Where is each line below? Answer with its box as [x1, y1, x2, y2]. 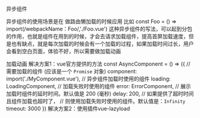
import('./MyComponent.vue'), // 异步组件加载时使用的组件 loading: [6, 75, 171, 82]
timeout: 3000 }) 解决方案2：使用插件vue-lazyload [6, 105, 130, 112]
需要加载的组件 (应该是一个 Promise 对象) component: [6, 68, 137, 74]
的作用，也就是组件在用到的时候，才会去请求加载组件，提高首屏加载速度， [6, 33, 189, 40]
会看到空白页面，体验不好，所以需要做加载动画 [6, 48, 121, 55]
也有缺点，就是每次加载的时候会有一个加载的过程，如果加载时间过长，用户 [11, 41, 194, 47]
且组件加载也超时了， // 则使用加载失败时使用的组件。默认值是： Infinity [6, 98, 186, 104]
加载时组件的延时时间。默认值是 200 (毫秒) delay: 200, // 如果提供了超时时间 [6, 90, 194, 97]
